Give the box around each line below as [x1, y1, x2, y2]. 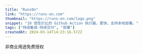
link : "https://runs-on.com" [5, 12, 65, 17]
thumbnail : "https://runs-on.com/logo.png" [5, 16, 96, 21]
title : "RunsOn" [5, 7, 38, 12]
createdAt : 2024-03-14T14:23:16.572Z [5, 30, 83, 35]
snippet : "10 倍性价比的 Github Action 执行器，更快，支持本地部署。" [5, 20, 139, 26]
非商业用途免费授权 [5, 44, 44, 49]
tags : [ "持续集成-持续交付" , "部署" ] [5, 25, 75, 30]
